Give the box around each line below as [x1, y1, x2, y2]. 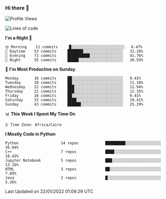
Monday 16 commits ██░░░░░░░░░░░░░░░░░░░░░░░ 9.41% [5, 76, 141, 81]
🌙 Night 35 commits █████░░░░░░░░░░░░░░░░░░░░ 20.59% [5, 58, 143, 63]
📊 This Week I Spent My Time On [5, 111, 76, 117]
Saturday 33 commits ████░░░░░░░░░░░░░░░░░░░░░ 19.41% [5, 98, 143, 103]
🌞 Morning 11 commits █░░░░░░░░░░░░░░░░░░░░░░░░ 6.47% [5, 45, 143, 50]
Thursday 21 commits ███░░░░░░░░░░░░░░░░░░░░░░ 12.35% [5, 89, 143, 94]
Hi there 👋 [5, 4, 30, 11]
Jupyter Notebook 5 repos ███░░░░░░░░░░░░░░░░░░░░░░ [5, 158, 162, 163]
